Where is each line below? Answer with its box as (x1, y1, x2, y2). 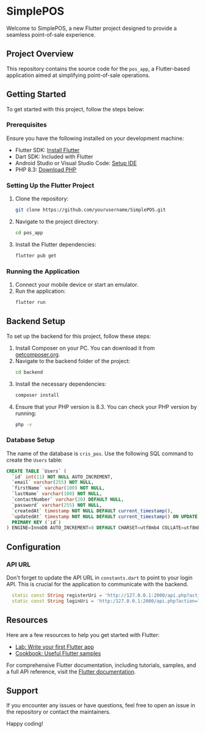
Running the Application (6, 267, 80, 276)
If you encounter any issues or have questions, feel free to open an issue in (6, 702, 195, 709)
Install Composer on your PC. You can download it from (15, 344, 156, 352)
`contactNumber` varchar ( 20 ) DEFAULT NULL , (12, 496, 124, 503)
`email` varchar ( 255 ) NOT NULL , (12, 479, 95, 485)
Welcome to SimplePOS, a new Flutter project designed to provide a (6, 24, 177, 32)
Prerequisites (6, 120, 47, 129)
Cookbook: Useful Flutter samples (15, 649, 101, 657)
